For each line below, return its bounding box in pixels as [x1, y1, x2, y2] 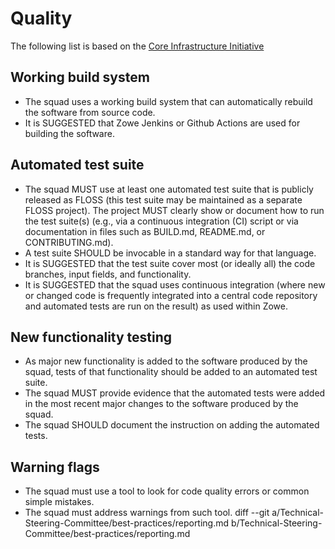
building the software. [24, 127, 115, 139]
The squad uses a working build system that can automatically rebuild [24, 95, 313, 107]
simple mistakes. [24, 496, 95, 508]
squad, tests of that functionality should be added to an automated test [24, 366, 318, 378]
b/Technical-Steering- [231, 517, 323, 529]
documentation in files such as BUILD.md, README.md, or [24, 225, 266, 237]
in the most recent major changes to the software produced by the [24, 398, 299, 410]
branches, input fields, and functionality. [24, 268, 192, 280]
